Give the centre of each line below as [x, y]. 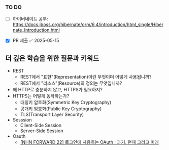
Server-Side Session [42, 131]
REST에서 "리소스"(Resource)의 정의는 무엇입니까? [71, 83]
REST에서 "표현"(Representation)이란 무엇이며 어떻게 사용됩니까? [86, 77]
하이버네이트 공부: [30, 19]
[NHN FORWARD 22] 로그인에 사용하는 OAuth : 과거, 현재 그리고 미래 [89, 142]
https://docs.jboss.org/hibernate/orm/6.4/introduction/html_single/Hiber [88, 24]
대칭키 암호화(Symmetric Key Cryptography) [66, 103]
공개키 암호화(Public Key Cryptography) [61, 109]
